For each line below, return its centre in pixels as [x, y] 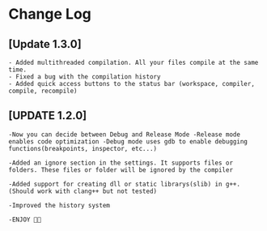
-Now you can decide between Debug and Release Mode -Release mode [125, 135]
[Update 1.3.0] [45, 44]
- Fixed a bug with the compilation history [85, 77]
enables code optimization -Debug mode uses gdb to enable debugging [128, 141]
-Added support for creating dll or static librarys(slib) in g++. [125, 184]
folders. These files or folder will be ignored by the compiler [121, 170]
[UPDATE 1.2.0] [48, 115]
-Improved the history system [59, 205]
